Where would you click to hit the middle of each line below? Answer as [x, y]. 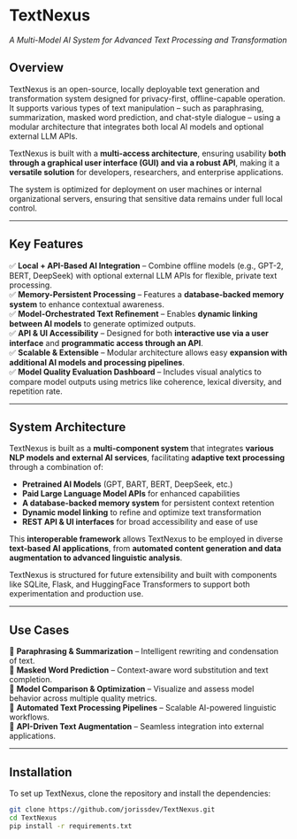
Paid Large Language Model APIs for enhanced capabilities [131, 494]
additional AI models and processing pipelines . [97, 362]
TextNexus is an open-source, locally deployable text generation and [135, 89]
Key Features [46, 244]
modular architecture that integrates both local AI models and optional [137, 127]
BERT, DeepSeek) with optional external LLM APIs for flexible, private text [143, 275]
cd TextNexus [33, 818]
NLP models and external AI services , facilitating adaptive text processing [147, 458]
